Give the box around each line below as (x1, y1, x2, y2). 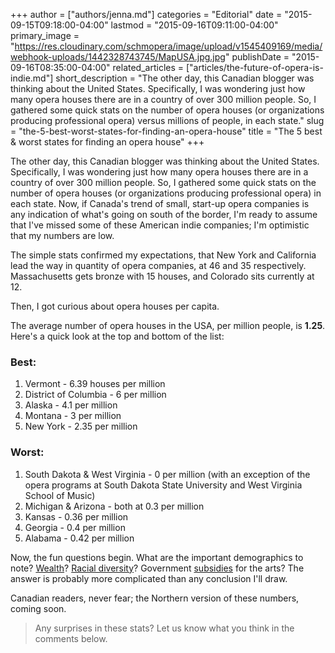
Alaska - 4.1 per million (24, 399, 118, 411)
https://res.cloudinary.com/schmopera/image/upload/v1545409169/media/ (14, 40, 323, 52)
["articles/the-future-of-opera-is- (185, 62, 324, 73)
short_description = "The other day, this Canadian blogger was (55, 72, 315, 84)
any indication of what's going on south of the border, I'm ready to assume (10, 209, 318, 220)
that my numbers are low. (10, 230, 115, 241)
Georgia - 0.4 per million (24, 521, 126, 533)
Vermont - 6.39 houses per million (24, 378, 166, 390)
